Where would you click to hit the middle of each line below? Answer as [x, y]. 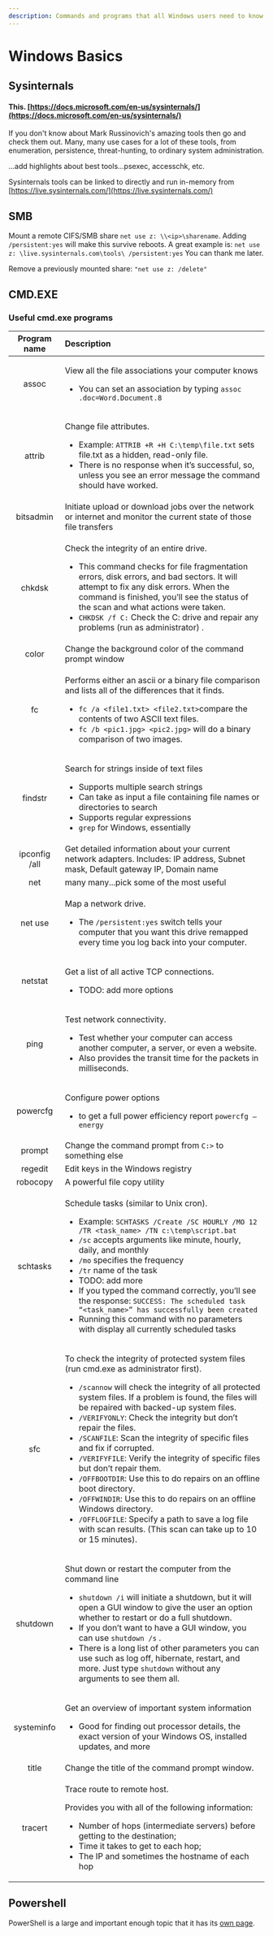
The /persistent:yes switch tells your [150, 921]
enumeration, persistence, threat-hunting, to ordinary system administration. [136, 150]
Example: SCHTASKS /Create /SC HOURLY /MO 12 [168, 1221]
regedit [35, 1168]
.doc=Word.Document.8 [120, 398]
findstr [35, 798]
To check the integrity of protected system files [155, 1358]
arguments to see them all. [129, 1678]
